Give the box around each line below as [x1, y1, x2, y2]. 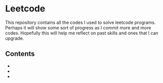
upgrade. [5, 35, 24, 41]
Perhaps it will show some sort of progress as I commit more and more [5, 24, 151, 30]
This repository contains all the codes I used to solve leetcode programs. [5, 19, 156, 25]
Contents [5, 50, 35, 58]
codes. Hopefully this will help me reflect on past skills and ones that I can [5, 30, 159, 36]
